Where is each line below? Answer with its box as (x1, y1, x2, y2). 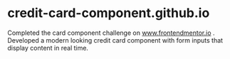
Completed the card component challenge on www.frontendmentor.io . (7, 28, 215, 37)
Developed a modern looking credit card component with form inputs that (7, 36, 223, 44)
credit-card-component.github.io (7, 5, 210, 21)
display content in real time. (7, 43, 89, 52)
